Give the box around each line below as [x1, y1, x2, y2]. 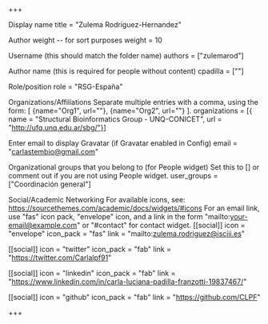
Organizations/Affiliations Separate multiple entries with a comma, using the [8, 98, 258, 106]
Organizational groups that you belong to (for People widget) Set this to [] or [8, 162, 260, 172]
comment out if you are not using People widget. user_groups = [8, 171, 218, 180]
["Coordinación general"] [8, 179, 92, 189]
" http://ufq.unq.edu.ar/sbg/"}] [8, 123, 106, 132]
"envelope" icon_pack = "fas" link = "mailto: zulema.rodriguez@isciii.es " [8, 229, 246, 238]
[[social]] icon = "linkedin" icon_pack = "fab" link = [8, 269, 176, 278]
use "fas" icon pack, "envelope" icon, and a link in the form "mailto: [8, 212, 230, 221]
